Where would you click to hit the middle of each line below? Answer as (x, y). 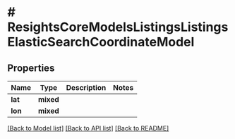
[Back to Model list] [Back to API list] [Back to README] (88, 128)
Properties (31, 68)
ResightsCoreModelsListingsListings (118, 27)
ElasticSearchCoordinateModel (101, 42)
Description (86, 87)
